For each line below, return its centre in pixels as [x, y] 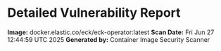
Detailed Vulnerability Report [94, 13]
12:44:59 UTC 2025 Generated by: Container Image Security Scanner [109, 39]
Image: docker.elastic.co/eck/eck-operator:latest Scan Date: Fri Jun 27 [111, 32]
